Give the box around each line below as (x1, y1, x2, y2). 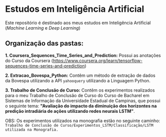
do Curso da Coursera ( (5, 58, 53, 64)
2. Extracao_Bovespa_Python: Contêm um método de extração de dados (5, 72, 156, 78)
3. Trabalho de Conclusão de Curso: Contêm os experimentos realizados (5, 87, 155, 93)
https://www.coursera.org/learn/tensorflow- (52, 58, 143, 64)
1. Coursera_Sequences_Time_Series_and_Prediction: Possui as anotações (5, 52, 162, 58)
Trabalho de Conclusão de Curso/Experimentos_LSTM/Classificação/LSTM (5, 123, 154, 128)
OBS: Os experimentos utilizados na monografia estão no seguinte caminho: (5, 117, 161, 124)
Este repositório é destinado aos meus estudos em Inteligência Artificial (5, 20, 151, 26)
